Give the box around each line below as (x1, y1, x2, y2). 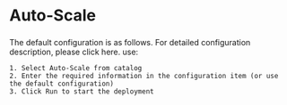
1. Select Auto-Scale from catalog (9, 64, 143, 73)
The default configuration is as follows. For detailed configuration (9, 37, 251, 48)
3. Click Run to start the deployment (9, 87, 154, 96)
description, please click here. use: (9, 46, 139, 58)
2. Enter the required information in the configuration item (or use (9, 72, 279, 81)
